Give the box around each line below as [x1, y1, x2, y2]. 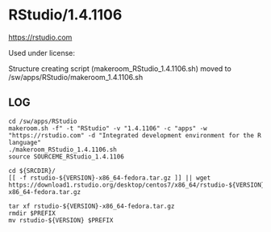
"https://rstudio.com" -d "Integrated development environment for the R [8, 131, 262, 139]
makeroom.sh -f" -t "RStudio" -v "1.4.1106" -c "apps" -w [8, 124, 207, 133]
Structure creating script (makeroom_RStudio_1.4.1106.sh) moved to [8, 63, 231, 74]
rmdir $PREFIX [8, 209, 56, 217]
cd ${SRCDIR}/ [8, 167, 56, 175]
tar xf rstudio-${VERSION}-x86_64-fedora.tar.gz [8, 202, 175, 210]
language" [8, 138, 42, 146]
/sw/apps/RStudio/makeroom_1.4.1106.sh [8, 72, 144, 82]
